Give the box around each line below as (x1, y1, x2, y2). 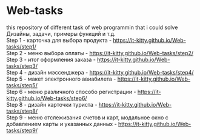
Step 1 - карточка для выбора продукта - (6, 36, 112, 44)
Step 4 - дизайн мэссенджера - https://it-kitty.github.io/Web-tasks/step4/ (6, 68, 194, 76)
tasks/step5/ (6, 81, 38, 88)
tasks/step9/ (6, 127, 38, 134)
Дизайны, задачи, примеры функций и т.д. (6, 30, 116, 37)
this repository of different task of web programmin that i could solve (6, 24, 178, 31)
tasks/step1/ (6, 43, 36, 50)
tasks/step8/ (6, 107, 38, 115)
